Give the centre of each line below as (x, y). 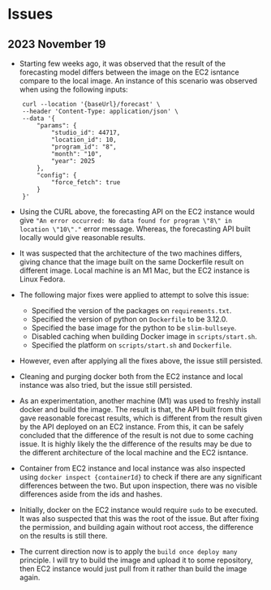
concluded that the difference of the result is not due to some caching (136, 435)
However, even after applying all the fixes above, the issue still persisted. (141, 361)
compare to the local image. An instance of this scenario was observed (138, 81)
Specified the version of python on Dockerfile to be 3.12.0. (129, 319)
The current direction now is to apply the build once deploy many (128, 551)
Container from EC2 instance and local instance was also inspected (132, 468)
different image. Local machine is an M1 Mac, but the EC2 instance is (135, 270)
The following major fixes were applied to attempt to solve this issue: (134, 295)
